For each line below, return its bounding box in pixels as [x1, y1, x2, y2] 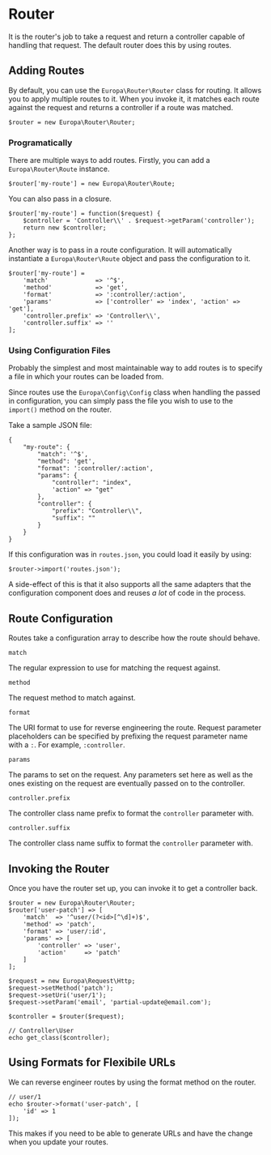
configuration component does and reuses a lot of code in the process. [8, 588, 247, 598]
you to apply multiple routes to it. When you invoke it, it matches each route [8, 94, 260, 104]
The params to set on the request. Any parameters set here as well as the [8, 770, 253, 780]
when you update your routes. [8, 1136, 109, 1147]
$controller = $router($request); [8, 1012, 125, 1020]
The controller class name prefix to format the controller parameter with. [8, 808, 254, 819]
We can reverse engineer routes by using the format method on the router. [8, 1077, 256, 1087]
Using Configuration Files [8, 344, 111, 356]
